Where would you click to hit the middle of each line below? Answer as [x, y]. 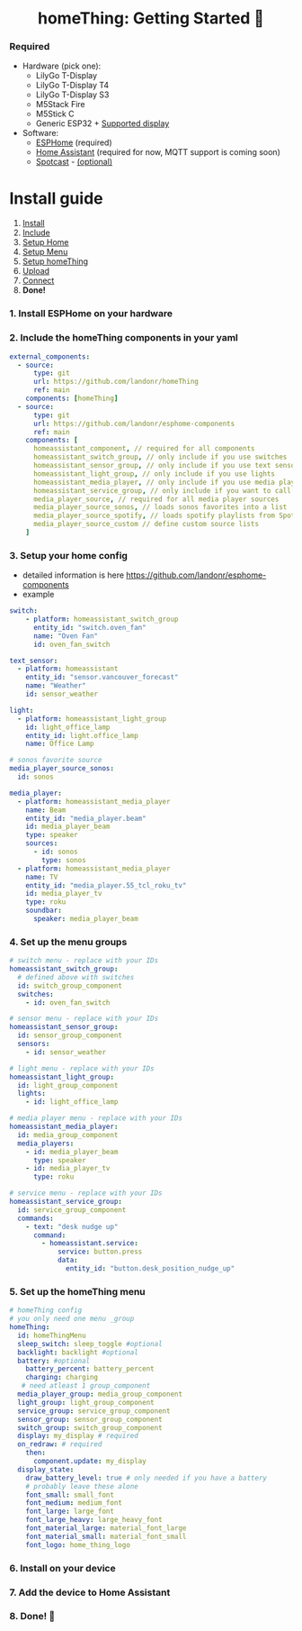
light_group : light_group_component [86, 1402]
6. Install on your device [62, 1568]
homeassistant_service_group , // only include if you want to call [162, 490]
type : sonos [64, 860]
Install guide [56, 198]
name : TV [42, 877]
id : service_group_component [72, 1210]
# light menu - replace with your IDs [82, 1068]
